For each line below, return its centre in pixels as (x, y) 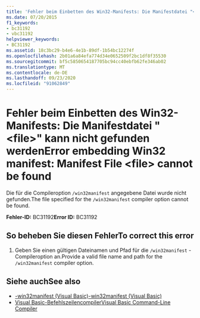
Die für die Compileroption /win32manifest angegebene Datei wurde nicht (96, 193)
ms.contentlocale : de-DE (37, 73)
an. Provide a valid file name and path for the (108, 256)
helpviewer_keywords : (33, 39)
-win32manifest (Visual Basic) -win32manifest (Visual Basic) (88, 296)
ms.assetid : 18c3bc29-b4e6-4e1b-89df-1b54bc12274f (70, 51)
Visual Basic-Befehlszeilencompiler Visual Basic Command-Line (93, 302)
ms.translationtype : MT (36, 67)
